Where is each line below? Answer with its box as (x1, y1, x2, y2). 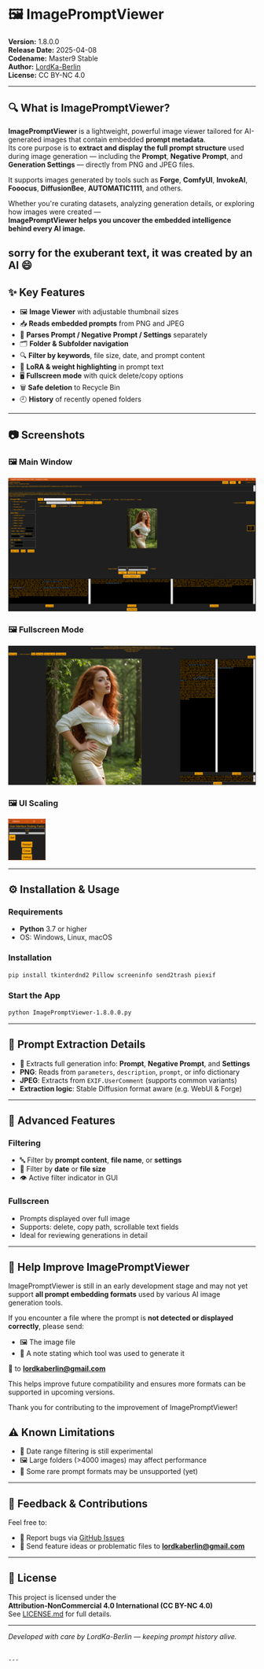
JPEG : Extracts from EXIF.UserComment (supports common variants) (19, 1075, 237, 1085)
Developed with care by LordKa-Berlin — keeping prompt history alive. (8, 1631, 237, 1641)
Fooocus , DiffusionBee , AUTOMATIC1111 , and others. (8, 183, 183, 193)
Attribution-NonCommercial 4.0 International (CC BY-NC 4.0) (8, 1601, 214, 1610)
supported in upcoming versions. (8, 1387, 115, 1397)
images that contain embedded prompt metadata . (42, 135, 206, 144)
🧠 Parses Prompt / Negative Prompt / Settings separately (19, 330, 208, 339)
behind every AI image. (8, 223, 86, 233)
